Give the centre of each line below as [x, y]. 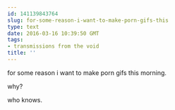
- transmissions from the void [53, 46]
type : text [23, 27]
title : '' [22, 53]
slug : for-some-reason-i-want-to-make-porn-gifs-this [88, 20]
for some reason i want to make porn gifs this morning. [87, 73]
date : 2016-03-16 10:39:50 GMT [53, 33]
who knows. [25, 99]
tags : [15, 40]
